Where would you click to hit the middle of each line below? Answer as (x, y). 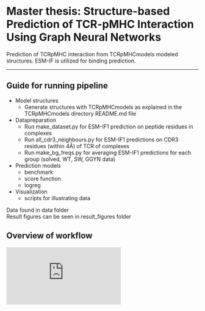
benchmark (39, 172)
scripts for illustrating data (57, 198)
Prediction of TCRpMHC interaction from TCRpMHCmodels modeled (92, 54)
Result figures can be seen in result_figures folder (69, 216)
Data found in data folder (38, 210)
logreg (32, 185)
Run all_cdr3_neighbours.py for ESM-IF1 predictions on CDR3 (101, 140)
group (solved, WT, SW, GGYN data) (70, 159)
